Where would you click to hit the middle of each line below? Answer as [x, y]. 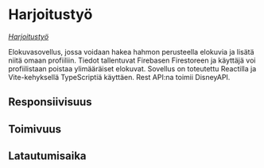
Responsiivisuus [50, 102]
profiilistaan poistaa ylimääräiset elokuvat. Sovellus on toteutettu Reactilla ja [132, 68]
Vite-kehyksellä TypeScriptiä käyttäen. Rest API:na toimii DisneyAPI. [119, 77]
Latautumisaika [47, 156]
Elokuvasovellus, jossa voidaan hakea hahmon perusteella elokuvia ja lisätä [131, 52]
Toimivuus [35, 129]
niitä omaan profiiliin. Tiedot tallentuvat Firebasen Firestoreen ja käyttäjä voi [132, 60]
